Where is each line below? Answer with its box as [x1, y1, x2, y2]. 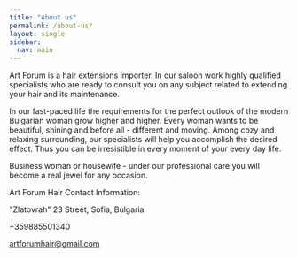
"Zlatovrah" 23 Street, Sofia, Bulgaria [9, 204, 145, 215]
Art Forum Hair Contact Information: [9, 187, 140, 198]
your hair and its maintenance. [9, 89, 121, 100]
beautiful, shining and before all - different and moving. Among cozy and [9, 125, 275, 135]
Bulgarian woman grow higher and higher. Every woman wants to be [9, 116, 259, 126]
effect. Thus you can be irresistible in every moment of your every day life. [9, 143, 282, 155]
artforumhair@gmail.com [9, 239, 100, 249]
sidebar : [9, 37, 42, 47]
